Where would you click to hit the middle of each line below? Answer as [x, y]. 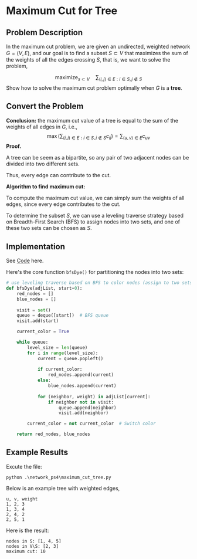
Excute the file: [24, 466]
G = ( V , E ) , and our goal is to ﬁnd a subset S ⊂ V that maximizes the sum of [97, 53]
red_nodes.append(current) [81, 375]
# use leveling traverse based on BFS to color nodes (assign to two [93, 283]
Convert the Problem [45, 106]
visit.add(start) [38, 321]
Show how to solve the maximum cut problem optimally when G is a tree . [94, 88]
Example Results [37, 453]
